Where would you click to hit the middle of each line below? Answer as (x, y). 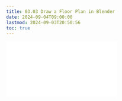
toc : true (18, 28)
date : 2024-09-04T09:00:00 (39, 17)
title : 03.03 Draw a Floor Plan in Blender (61, 11)
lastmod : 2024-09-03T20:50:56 (44, 22)
